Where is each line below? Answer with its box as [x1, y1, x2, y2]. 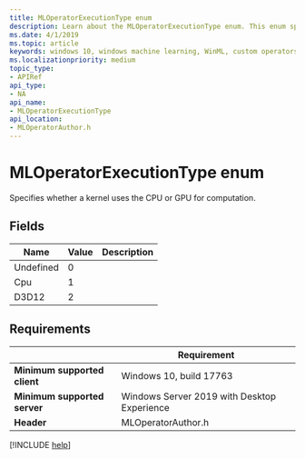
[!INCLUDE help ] [9, 439, 71, 450]
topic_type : [9, 65, 54, 74]
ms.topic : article [9, 38, 79, 48]
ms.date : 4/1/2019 [9, 30, 79, 39]
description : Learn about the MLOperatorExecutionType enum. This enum [9, 22, 286, 31]
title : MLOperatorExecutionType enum [9, 13, 152, 23]
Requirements [9, 322, 91, 337]
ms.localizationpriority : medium [9, 55, 136, 65]
